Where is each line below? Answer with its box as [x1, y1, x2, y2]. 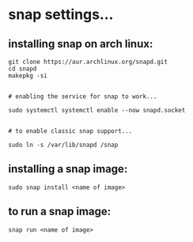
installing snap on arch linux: [8, 37, 153, 51]
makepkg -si [8, 72, 47, 80]
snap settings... [8, 6, 114, 24]
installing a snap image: [8, 162, 128, 176]
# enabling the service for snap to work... [8, 93, 157, 100]
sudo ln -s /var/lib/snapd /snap [8, 141, 119, 149]
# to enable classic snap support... [8, 127, 133, 135]
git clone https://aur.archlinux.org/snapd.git [8, 58, 168, 66]
